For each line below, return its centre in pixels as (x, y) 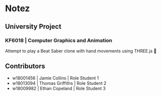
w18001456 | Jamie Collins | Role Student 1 (55, 78)
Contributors (25, 66)
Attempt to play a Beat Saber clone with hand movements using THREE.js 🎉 (81, 51)
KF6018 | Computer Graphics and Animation (59, 40)
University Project (33, 27)
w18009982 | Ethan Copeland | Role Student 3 (59, 88)
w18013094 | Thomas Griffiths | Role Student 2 (59, 83)
